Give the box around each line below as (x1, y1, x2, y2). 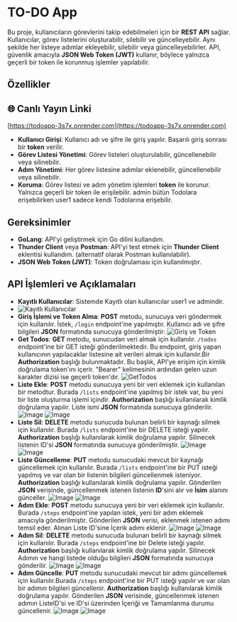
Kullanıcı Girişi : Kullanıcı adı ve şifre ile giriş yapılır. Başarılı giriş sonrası (17, 136, 227, 144)
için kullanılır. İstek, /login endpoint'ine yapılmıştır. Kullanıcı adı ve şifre (17, 320, 226, 328)
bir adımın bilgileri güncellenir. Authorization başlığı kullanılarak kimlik (17, 584, 223, 592)
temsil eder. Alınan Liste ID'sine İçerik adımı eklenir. (17, 523, 168, 532)
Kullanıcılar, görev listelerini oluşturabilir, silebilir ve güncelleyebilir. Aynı (7, 35, 216, 43)
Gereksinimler (7, 216, 72, 228)
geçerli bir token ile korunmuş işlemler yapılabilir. (7, 58, 150, 66)
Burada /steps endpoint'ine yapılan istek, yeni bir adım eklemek (17, 508, 204, 517)
